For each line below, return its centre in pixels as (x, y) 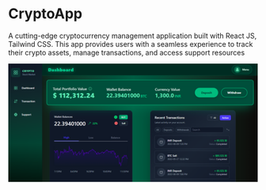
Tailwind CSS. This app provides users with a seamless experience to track (131, 44)
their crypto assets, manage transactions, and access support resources (127, 52)
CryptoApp (46, 14)
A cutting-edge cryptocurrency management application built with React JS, (133, 36)
